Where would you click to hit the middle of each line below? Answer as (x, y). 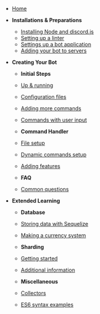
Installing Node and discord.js (57, 32)
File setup (33, 143)
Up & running (37, 85)
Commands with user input (54, 120)
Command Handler (45, 131)
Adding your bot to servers (54, 51)
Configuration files (43, 97)
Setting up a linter (42, 38)
